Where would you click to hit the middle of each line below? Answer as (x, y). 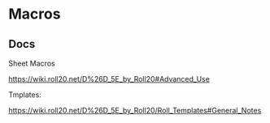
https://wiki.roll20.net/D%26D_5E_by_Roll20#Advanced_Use (109, 79)
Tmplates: (25, 95)
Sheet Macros (32, 63)
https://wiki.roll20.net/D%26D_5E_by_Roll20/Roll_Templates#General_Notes (135, 110)
